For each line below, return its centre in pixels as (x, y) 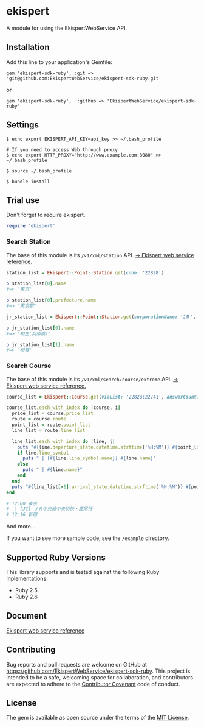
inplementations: (27, 579)
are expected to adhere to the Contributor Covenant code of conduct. (93, 684)
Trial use (23, 200)
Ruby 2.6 (26, 597)
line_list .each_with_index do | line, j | (63, 441)
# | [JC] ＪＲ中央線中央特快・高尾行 (49, 509)
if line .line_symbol (43, 453)
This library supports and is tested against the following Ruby (83, 572)
